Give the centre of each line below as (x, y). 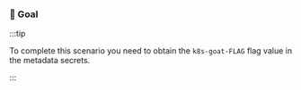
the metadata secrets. (50, 61)
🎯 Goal (24, 14)
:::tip (18, 34)
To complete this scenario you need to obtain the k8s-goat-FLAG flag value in (151, 51)
